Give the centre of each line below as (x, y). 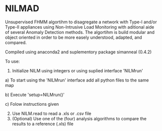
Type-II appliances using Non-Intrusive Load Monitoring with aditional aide (80, 27)
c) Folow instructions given (32, 104)
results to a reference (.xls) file (43, 124)
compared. (16, 42)
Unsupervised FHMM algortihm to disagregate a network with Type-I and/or (81, 22)
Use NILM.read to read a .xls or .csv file (51, 113)
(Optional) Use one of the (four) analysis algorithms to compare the (79, 118)
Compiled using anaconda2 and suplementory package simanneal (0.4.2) (78, 52)
